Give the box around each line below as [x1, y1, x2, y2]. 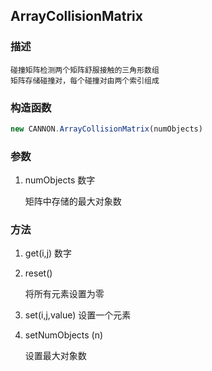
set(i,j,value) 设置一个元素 [24, 309, 132, 321]
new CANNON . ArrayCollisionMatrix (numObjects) [10, 124, 203, 134]
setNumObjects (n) [24, 329, 104, 341]
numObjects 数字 [24, 174, 96, 186]
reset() [24, 267, 53, 279]
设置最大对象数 [24, 350, 87, 362]
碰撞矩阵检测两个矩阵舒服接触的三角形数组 [10, 65, 160, 75]
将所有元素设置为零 [24, 288, 105, 300]
